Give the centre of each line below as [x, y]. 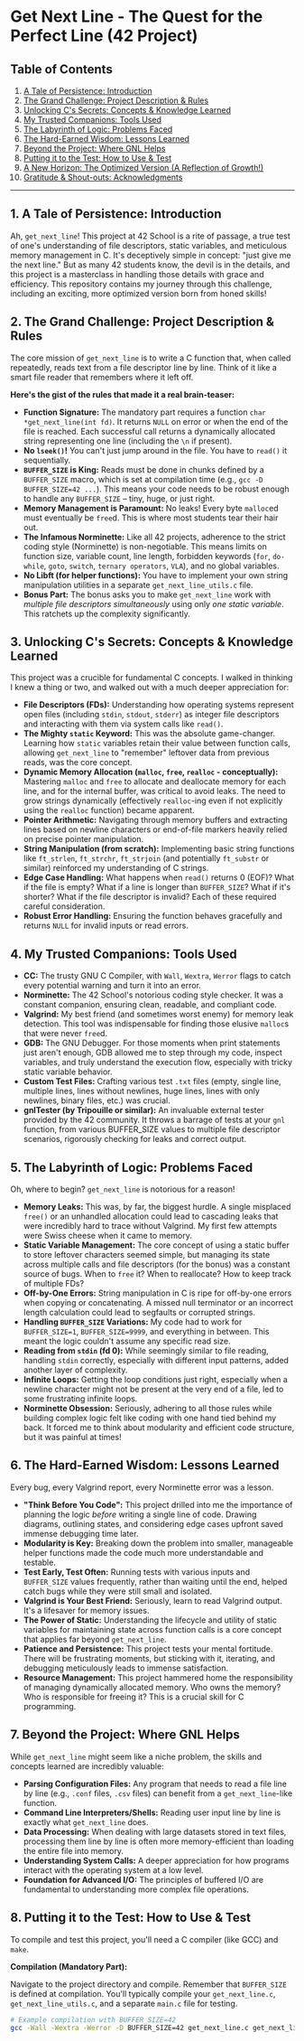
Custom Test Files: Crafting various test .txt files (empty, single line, [152, 1081]
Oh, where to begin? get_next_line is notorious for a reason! [123, 1189]
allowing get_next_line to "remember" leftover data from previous [146, 753]
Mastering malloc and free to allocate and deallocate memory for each [155, 782]
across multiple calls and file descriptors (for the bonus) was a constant [157, 1264]
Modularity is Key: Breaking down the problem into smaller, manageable [158, 1543]
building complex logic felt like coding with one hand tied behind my [150, 1418]
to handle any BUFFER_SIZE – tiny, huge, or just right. [119, 498]
